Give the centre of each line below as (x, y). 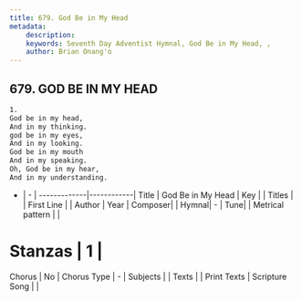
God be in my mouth (47, 152)
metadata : (28, 26)
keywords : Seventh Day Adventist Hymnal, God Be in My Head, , (149, 43)
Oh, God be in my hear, (55, 170)
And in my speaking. (49, 161)
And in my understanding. (58, 177)
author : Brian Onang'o (69, 52)
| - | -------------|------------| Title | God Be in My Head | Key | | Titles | (158, 195)
